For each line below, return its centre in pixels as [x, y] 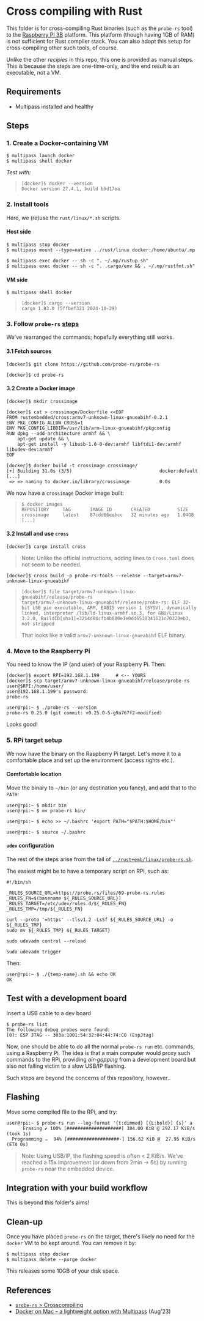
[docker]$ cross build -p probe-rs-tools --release [73, 576]
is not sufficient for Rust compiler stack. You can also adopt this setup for [99, 41]
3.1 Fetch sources [29, 351]
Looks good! [22, 724]
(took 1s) [19, 1134]
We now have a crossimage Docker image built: [65, 493]
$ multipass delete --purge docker [52, 1260]
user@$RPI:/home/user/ [35, 686]
